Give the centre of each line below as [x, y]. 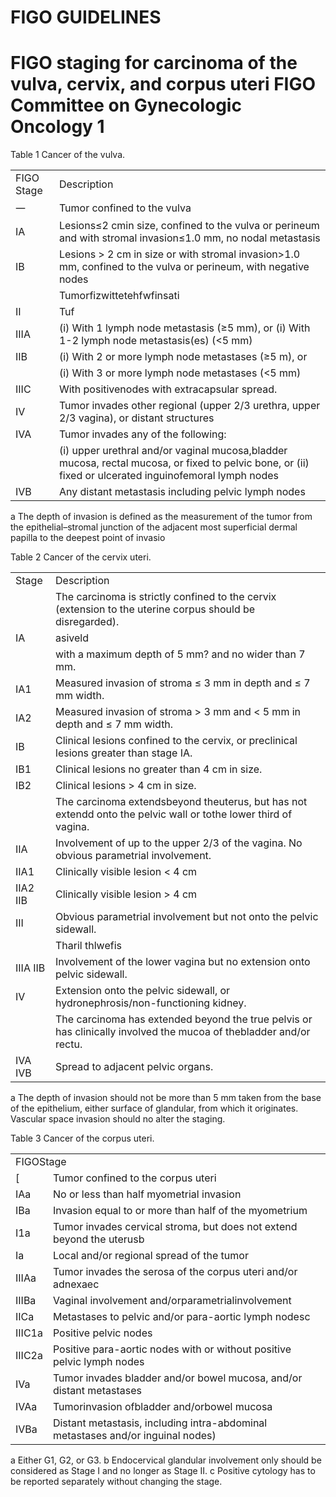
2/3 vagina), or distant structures [136, 418]
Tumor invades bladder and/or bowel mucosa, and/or [177, 1378]
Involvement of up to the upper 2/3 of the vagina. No [179, 843]
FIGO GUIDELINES [86, 17]
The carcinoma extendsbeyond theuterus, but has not [181, 802]
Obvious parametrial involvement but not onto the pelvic [187, 917]
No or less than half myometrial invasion [147, 1194]
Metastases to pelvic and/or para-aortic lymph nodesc [181, 1317]
